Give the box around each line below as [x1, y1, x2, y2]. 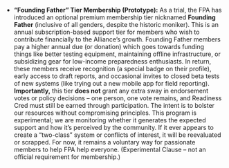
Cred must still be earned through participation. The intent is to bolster [13, 102, 215, 109]
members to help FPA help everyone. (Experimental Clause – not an [13, 145, 206, 153]
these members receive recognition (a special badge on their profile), [13, 65, 212, 73]
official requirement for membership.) [13, 153, 121, 161]
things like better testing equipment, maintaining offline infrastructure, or [13, 50, 221, 58]
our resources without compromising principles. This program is [13, 109, 197, 117]
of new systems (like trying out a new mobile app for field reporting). [13, 80, 210, 87]
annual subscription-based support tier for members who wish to [13, 28, 200, 36]
